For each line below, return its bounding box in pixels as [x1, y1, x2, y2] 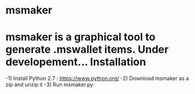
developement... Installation [5, 55, 147, 69]
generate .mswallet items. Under [5, 43, 169, 56]
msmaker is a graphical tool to [5, 31, 156, 44]
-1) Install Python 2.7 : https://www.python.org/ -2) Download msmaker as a [5, 75, 189, 82]
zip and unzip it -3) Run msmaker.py [5, 81, 94, 88]
